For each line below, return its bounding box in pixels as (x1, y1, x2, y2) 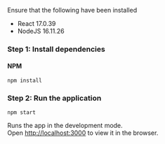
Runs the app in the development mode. (7, 122, 123, 130)
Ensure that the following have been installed (7, 6, 138, 14)
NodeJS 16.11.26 (17, 27, 65, 35)
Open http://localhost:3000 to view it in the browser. (7, 129, 159, 137)
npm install (7, 77, 42, 85)
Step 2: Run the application (7, 94, 102, 103)
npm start (7, 109, 37, 116)
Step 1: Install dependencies (7, 44, 105, 54)
